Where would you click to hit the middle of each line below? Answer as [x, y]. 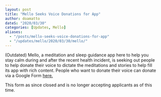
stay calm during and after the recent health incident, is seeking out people [80, 60]
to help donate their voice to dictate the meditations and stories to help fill [79, 65]
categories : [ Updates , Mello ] [36, 28]
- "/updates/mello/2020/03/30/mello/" [49, 41]
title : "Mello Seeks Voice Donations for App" [53, 14]
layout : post [18, 9]
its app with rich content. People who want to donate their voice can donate [80, 70]
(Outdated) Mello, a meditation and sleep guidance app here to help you [77, 55]
